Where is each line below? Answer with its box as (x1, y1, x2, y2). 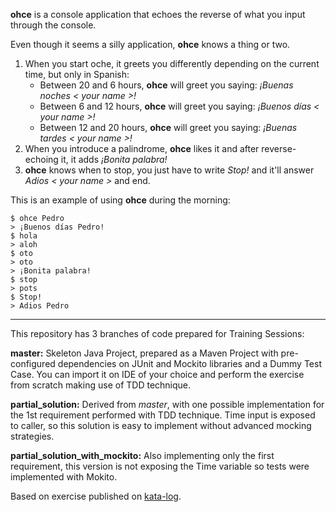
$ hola (10, 231, 38, 241)
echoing (24, 154, 59, 165)
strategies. (10, 430, 55, 442)
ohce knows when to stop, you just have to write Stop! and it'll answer (24, 164, 315, 176)
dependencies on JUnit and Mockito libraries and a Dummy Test (57, 358, 322, 369)
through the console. (10, 19, 97, 31)
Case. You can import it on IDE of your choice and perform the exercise (10, 369, 305, 380)
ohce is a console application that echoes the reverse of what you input (10, 9, 306, 20)
